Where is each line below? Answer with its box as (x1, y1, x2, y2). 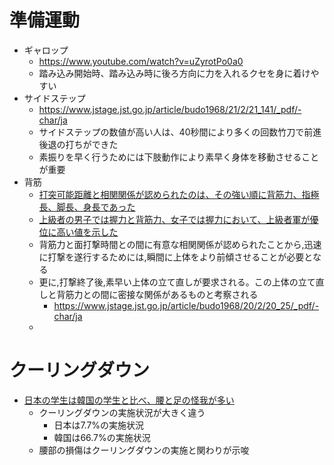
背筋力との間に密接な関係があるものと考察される (56, 288, 259, 300)
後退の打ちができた (38, 138, 119, 150)
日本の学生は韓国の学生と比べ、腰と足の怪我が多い (23, 394, 235, 406)
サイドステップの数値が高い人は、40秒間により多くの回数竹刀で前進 (38, 126, 322, 138)
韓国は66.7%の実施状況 (53, 431, 151, 443)
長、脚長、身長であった (38, 201, 136, 213)
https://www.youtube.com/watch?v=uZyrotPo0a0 (38, 55, 244, 67)
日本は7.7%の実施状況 (53, 419, 145, 431)
